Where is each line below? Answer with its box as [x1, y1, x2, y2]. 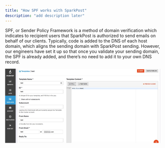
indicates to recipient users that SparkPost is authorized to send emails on [5, 33, 156, 38]
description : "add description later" [5, 13, 85, 18]
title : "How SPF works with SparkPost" [5, 8, 87, 13]
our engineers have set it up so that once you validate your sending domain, [5, 48, 160, 54]
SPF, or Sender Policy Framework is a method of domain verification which [5, 27, 157, 33]
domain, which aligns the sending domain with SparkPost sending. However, [5, 43, 161, 49]
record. [5, 59, 20, 65]
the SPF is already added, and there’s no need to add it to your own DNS [5, 53, 152, 59]
